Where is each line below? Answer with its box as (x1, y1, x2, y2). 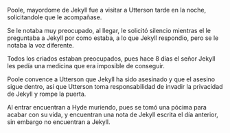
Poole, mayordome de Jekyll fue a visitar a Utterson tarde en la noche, (7, 6, 207, 14)
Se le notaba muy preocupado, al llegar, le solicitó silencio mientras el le (7, 27, 211, 34)
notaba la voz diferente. (7, 41, 74, 49)
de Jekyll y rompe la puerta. (7, 90, 87, 98)
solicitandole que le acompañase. (7, 13, 102, 21)
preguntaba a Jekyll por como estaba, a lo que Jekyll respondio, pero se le (7, 34, 219, 42)
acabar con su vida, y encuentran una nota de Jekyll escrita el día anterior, (7, 110, 218, 119)
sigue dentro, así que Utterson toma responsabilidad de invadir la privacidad (7, 83, 223, 90)
